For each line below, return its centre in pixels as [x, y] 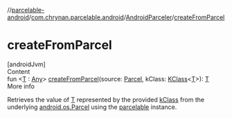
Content [19, 71]
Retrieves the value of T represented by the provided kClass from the [106, 99]
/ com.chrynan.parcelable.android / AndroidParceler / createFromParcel [127, 17]
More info [21, 86]
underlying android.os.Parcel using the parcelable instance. [92, 107]
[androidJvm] [27, 64]
